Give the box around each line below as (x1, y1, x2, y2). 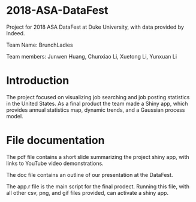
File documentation (6, 134, 105, 147)
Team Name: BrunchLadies (6, 41, 73, 48)
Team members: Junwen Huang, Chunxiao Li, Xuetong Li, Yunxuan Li (6, 53, 177, 60)
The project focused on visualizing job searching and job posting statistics (6, 93, 190, 100)
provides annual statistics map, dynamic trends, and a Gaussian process (6, 106, 185, 114)
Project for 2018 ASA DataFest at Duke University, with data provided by (6, 23, 185, 30)
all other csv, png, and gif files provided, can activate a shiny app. (6, 189, 169, 196)
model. (6, 112, 23, 120)
